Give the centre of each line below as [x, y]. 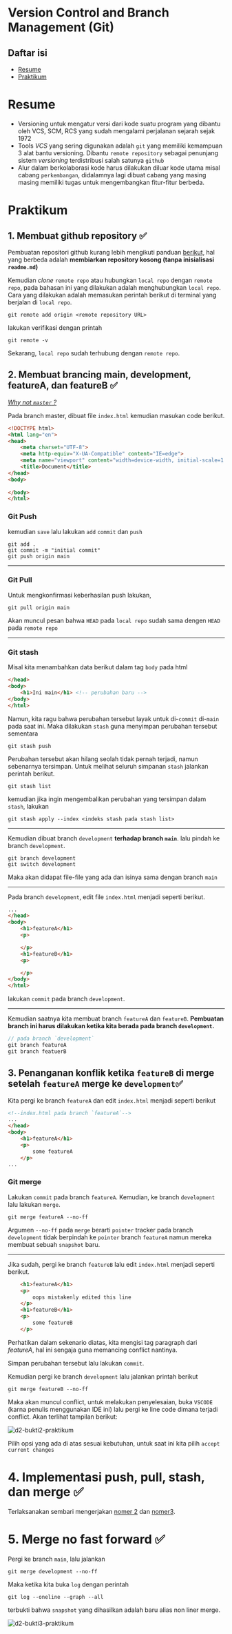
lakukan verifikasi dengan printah [55, 327]
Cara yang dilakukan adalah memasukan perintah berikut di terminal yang [112, 295]
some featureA [53, 1151]
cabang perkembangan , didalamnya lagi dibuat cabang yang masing [112, 175]
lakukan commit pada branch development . [66, 999]
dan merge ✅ [46, 1492]
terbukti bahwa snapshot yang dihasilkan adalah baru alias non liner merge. [114, 1610]
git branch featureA [38, 1045]
